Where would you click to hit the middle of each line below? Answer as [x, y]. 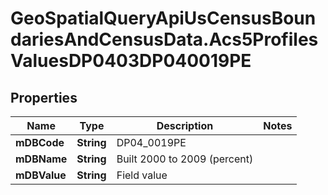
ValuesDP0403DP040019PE [131, 61]
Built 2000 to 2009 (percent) [185, 159]
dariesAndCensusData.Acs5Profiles [164, 39]
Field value [142, 175]
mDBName [41, 159]
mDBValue [41, 175]
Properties [44, 97]
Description [185, 125]
